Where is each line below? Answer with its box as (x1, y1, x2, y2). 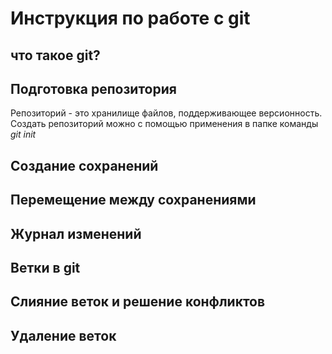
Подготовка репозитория (10, 80, 177, 97)
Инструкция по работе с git (10, 7, 251, 30)
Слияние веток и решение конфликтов (10, 293, 266, 311)
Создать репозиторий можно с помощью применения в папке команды (10, 118, 319, 130)
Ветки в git (10, 259, 81, 276)
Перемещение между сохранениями (10, 192, 257, 209)
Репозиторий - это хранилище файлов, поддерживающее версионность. (10, 107, 323, 119)
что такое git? (10, 47, 101, 64)
